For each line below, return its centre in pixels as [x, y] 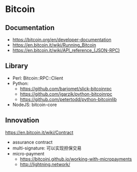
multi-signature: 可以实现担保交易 [47, 148]
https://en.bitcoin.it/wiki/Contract [39, 132]
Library [17, 66]
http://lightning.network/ [45, 164]
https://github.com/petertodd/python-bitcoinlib [68, 99]
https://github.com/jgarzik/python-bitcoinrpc [66, 94]
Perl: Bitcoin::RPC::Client [38, 78]
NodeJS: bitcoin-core [34, 104]
